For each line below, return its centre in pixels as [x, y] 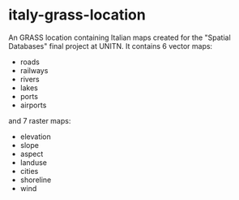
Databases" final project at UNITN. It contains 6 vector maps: [111, 46]
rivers [30, 79]
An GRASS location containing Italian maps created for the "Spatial [119, 37]
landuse [33, 162]
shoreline [36, 180]
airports [33, 105]
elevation [35, 137]
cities [29, 171]
